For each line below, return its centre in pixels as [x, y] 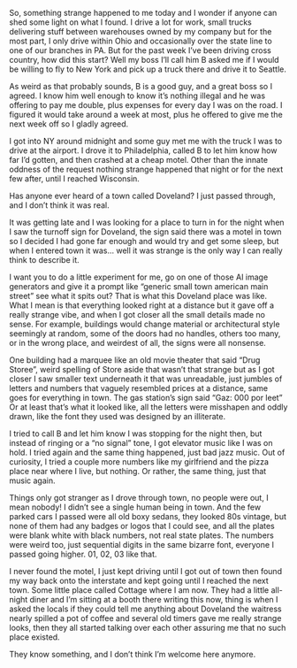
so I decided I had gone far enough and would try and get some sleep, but [144, 241]
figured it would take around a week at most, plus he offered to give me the [146, 115]
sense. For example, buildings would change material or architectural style [145, 324]
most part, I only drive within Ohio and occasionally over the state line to [141, 41]
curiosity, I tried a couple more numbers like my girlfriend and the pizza [139, 462]
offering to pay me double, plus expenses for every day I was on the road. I [146, 105]
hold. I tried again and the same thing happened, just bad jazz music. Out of [147, 452]
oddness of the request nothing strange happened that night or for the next [146, 169]
